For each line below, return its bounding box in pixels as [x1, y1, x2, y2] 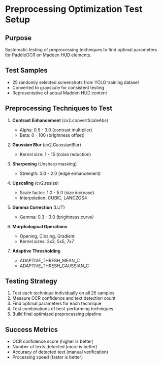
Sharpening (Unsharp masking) [12, 161, 77, 166]
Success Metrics [5, 325, 58, 334]
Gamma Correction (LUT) [12, 204, 65, 210]
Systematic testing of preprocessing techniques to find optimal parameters [5, 47, 157, 52]
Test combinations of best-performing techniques [12, 306, 114, 312]
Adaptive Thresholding [12, 248, 61, 254]
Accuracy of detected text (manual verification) [12, 349, 108, 355]
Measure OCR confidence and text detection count [12, 295, 116, 301]
